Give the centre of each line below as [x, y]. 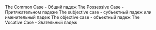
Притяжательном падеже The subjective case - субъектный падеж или [78, 12]
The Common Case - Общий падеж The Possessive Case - [64, 7]
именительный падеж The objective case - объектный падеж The [72, 17]
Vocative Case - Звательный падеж [41, 22]
